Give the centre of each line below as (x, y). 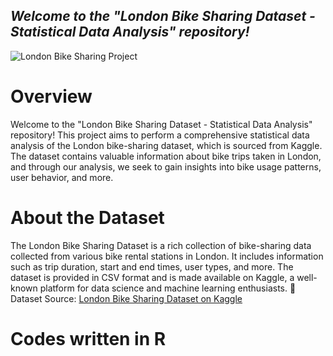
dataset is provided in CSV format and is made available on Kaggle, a (152, 277)
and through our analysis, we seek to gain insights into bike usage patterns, (166, 166)
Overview (51, 96)
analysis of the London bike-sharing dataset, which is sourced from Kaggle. (166, 145)
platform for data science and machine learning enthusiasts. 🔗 (168, 288)
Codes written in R (88, 338)
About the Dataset (87, 217)
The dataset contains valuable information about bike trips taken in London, (166, 156)
